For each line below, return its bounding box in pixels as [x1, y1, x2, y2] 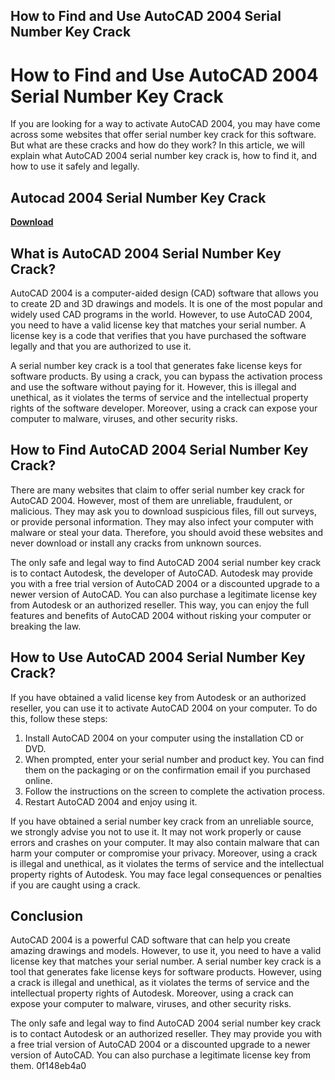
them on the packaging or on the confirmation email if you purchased [24, 764, 311, 776]
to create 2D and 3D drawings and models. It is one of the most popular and [10, 297, 323, 309]
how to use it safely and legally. [10, 160, 140, 173]
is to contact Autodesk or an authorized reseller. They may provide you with [10, 1028, 323, 1040]
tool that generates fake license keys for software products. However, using [10, 966, 322, 978]
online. [24, 774, 53, 786]
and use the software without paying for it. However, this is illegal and [10, 380, 297, 393]
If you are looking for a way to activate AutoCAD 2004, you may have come [10, 118, 321, 130]
